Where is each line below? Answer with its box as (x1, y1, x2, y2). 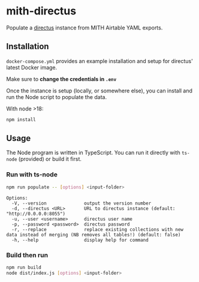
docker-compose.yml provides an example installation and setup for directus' (6, 57, 193, 64)
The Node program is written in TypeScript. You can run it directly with (6, 149, 181, 157)
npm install (6, 116, 36, 122)
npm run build (6, 264, 42, 271)
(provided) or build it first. (18, 155, 82, 163)
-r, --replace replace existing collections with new (11, 226, 184, 232)
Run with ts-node (6, 170, 58, 179)
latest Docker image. (6, 64, 58, 71)
